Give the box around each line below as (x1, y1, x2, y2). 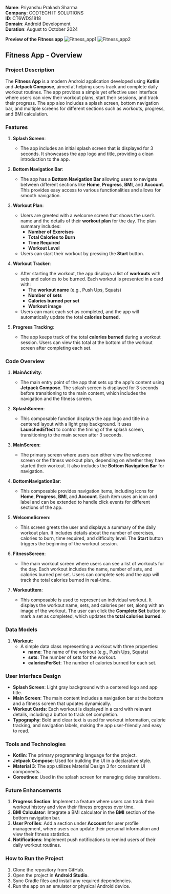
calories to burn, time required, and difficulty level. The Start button (20, 535, 163, 541)
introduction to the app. (20, 156, 70, 162)
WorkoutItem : (12, 587, 43, 593)
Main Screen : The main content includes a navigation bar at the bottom (12, 695, 164, 701)
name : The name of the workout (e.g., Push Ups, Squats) (28, 649, 148, 655)
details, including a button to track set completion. (12, 711, 119, 717)
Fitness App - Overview (5, 51, 82, 60)
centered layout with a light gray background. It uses (20, 421, 132, 427)
